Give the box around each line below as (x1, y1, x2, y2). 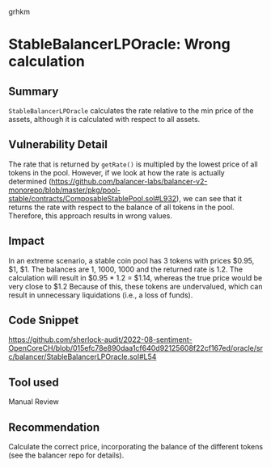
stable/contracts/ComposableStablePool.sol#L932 (8, 193, 177, 203)
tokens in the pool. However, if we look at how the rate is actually (8, 167, 225, 177)
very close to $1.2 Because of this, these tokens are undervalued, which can (8, 281, 263, 291)
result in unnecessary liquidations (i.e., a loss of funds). (8, 290, 193, 300)
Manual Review (8, 397, 59, 407)
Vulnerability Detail (8, 137, 108, 152)
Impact (8, 234, 44, 248)
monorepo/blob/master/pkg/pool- (8, 185, 121, 195)
